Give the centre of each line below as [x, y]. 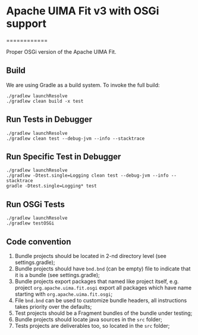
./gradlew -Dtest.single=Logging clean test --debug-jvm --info [87, 176]
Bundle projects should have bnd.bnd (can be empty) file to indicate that [103, 269]
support [26, 24]
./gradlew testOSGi [30, 223]
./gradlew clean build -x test [45, 101]
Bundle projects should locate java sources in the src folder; [88, 319]
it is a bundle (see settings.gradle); [57, 275]
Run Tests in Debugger [49, 120]
